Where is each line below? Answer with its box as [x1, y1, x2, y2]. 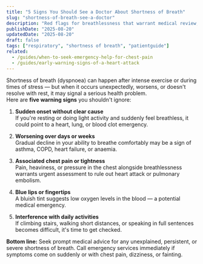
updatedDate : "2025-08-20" [6, 32, 75, 38]
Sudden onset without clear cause [15, 108, 104, 115]
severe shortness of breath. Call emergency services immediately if [6, 244, 175, 251]
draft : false [6, 37, 39, 43]
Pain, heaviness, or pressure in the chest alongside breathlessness [15, 164, 182, 171]
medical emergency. [15, 201, 67, 209]
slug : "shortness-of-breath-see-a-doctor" [6, 15, 115, 21]
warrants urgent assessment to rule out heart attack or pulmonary [15, 170, 180, 177]
